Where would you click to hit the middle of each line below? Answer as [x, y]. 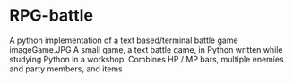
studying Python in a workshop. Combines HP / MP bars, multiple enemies [146, 59]
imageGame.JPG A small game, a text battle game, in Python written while [146, 49]
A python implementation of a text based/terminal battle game [124, 40]
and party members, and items [66, 69]
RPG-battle [52, 16]
